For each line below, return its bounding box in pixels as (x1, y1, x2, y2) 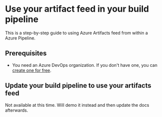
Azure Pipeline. (5, 35, 36, 41)
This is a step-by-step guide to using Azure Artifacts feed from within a (5, 30, 148, 36)
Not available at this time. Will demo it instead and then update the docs (5, 102, 150, 108)
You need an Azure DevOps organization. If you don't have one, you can (12, 62, 158, 68)
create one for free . (12, 67, 52, 73)
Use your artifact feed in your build (5, 3, 149, 15)
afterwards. (5, 107, 28, 113)
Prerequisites (5, 49, 47, 58)
